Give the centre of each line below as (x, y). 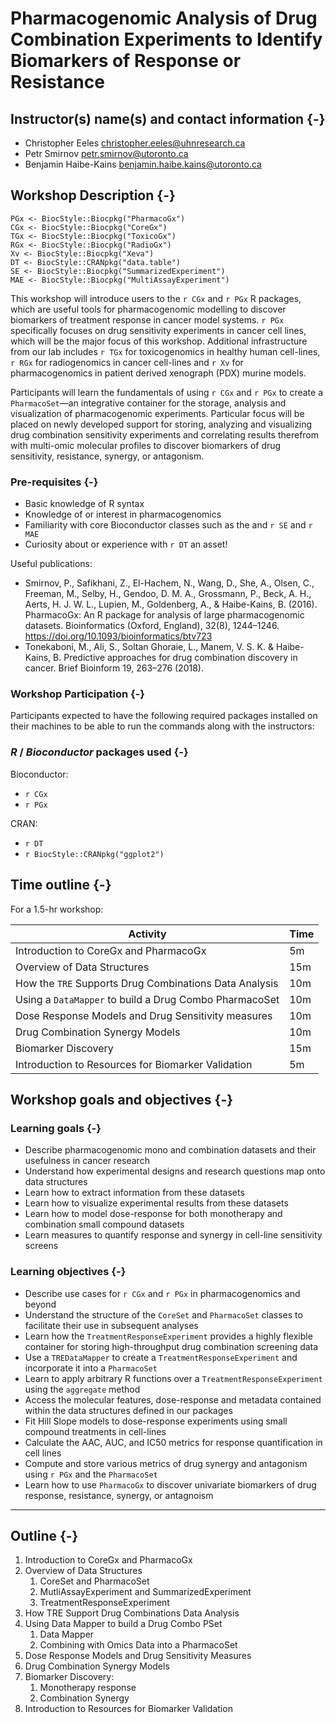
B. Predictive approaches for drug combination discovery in (175, 658)
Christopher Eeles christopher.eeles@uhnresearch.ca (135, 143)
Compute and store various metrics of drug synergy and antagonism (166, 1463)
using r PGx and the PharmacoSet (91, 1474)
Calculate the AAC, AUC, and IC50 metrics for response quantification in (173, 1442)
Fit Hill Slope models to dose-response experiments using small (156, 1421)
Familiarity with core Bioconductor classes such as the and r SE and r (168, 525)
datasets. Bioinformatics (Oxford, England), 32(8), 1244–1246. (152, 626)
